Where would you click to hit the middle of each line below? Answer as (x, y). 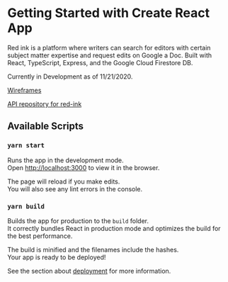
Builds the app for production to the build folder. (78, 220)
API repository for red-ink (45, 103)
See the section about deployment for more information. (89, 271)
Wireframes (24, 90)
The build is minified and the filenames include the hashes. (93, 249)
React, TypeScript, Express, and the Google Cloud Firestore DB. (100, 62)
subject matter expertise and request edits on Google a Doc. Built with (110, 55)
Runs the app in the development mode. (65, 160)
